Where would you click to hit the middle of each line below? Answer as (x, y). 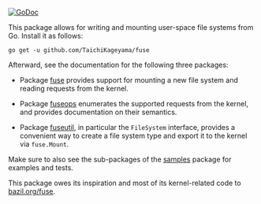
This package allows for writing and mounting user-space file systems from (131, 27)
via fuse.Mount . (44, 144)
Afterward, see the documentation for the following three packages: (118, 65)
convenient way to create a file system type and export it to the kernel (133, 135)
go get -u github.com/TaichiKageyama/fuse (79, 50)
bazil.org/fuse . (32, 191)
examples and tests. (41, 168)
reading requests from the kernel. (74, 88)
